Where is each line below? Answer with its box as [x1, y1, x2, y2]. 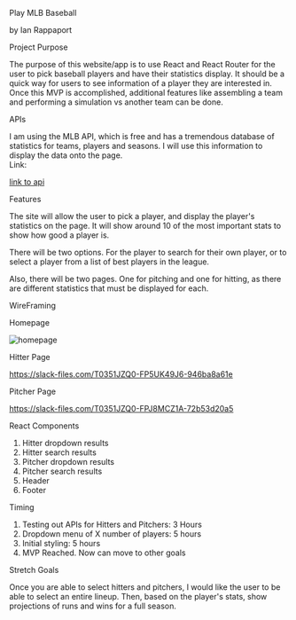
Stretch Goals [9, 565, 59, 575]
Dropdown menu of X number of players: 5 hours [21, 529, 202, 539]
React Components [9, 420, 80, 431]
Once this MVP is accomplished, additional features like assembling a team [9, 88, 284, 98]
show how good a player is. [9, 230, 110, 240]
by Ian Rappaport [9, 25, 73, 35]
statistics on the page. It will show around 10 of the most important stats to [9, 221, 282, 231]
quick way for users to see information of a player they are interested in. [9, 78, 273, 88]
